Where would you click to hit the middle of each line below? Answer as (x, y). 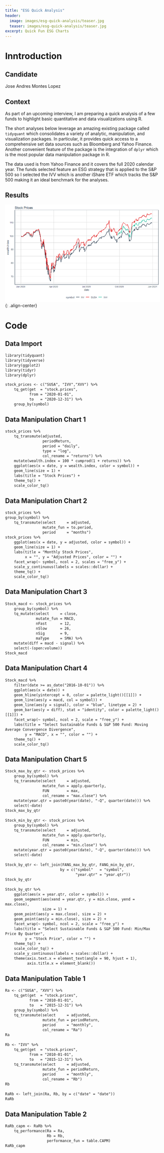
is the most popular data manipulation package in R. (58, 154)
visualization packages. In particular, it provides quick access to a (72, 139)
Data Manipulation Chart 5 (46, 759)
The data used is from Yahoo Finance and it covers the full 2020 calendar (80, 164)
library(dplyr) (21, 375)
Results (17, 195)
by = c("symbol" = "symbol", (92, 870)
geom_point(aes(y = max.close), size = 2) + (60, 914)
